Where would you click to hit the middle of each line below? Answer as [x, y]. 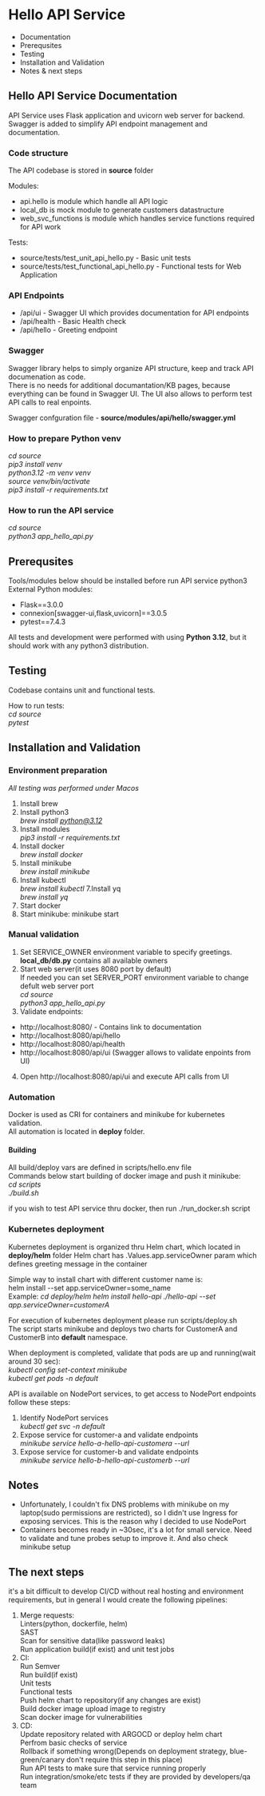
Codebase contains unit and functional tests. [82, 690]
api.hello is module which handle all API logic [94, 202]
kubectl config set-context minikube [68, 1370]
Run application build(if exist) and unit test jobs [97, 1650]
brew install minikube [55, 871]
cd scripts [25, 1184]
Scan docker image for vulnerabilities [81, 1718]
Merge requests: [47, 1615]
